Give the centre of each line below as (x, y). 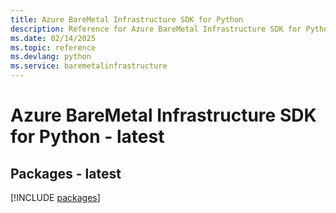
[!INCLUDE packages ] (55, 197)
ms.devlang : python (51, 57)
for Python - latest (87, 137)
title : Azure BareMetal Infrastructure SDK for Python (127, 19)
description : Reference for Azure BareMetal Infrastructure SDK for (156, 29)
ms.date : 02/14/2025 (53, 38)
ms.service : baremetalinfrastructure (89, 66)
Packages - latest (66, 173)
